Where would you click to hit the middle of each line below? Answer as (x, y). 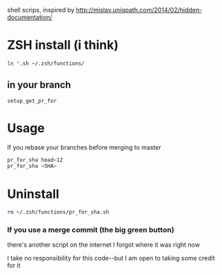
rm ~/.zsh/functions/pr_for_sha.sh (58, 212)
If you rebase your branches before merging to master (84, 147)
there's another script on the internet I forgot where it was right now (103, 245)
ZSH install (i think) (63, 45)
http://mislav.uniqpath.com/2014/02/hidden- (139, 10)
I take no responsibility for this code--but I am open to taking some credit (111, 258)
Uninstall (33, 194)
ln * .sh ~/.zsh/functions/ (46, 63)
